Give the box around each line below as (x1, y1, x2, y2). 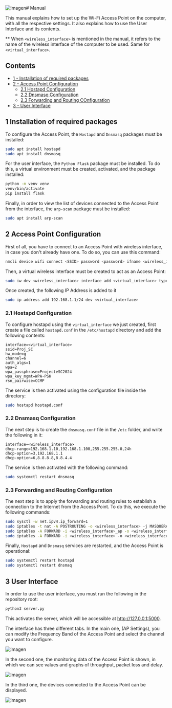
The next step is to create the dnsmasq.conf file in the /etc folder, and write (5, 426, 163, 432)
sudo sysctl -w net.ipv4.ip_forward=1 (5, 519, 88, 524)
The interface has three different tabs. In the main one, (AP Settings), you (5, 625, 160, 631)
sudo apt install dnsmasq (5, 151, 60, 156)
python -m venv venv (5, 181, 50, 187)
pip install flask (5, 191, 45, 196)
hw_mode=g (5, 351, 27, 356)
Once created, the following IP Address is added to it (5, 287, 117, 294)
